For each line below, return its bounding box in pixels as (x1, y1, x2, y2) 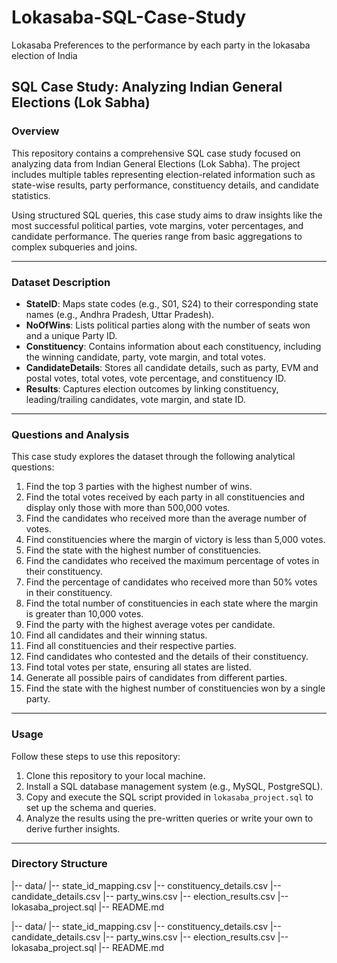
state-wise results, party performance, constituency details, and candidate (11, 179, 319, 191)
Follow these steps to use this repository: (11, 750, 181, 762)
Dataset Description (11, 275, 111, 289)
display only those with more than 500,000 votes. (25, 502, 231, 514)
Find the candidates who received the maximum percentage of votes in (25, 555, 320, 567)
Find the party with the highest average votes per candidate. (25, 619, 276, 631)
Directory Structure (11, 857, 108, 871)
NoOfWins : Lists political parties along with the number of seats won (25, 319, 311, 331)
